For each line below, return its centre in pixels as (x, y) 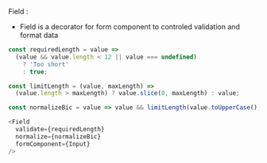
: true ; (35, 72)
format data (39, 35)
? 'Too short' (46, 64)
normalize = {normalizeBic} (58, 136)
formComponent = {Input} (53, 144)
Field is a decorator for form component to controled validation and (130, 27)
